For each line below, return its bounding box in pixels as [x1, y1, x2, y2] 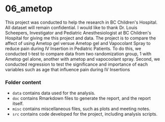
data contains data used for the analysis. [12, 90, 96, 96]
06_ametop [5, 3, 53, 14]
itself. [12, 101, 24, 107]
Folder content [5, 79, 41, 85]
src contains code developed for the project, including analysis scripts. [12, 111, 158, 117]
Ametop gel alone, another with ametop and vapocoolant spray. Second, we [5, 56, 160, 62]
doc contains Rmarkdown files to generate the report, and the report [12, 95, 151, 101]
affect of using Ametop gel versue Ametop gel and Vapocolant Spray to [5, 40, 151, 46]
